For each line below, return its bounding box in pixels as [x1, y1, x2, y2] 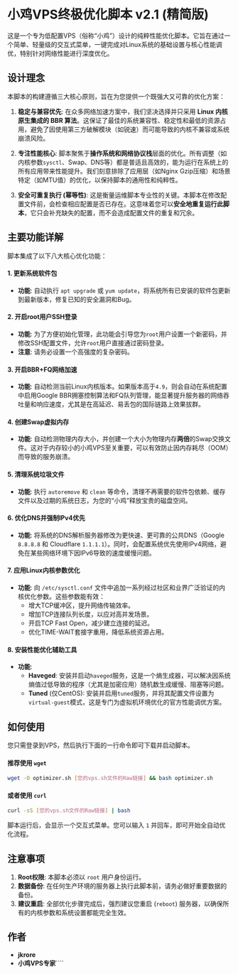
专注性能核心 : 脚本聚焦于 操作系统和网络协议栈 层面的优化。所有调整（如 [17, 148, 227, 157]
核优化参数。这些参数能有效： [17, 592, 105, 600]
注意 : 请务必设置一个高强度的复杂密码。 [17, 347, 134, 356]
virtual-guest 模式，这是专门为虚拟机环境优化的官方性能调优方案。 [28, 698, 226, 707]
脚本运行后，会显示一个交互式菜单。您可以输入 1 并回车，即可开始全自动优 [7, 821, 226, 830]
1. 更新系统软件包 [7, 269, 58, 278]
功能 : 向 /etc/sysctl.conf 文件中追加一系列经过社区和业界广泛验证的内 [17, 583, 226, 592]
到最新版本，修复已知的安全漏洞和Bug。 [17, 295, 136, 303]
